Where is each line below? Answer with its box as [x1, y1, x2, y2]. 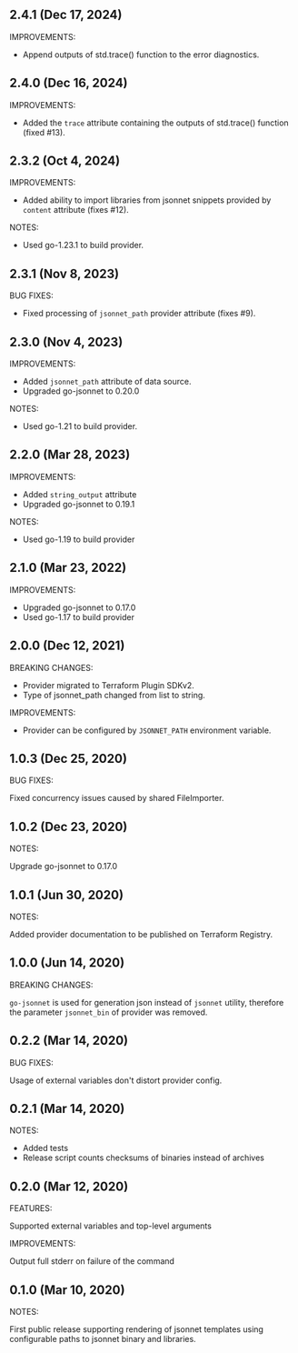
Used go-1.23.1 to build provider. [22, 240, 144, 251]
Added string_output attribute [22, 488, 137, 499]
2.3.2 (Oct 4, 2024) [9, 154, 121, 169]
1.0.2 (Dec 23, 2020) [9, 818, 128, 835]
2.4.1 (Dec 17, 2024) [9, 7, 123, 23]
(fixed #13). [22, 126, 65, 137]
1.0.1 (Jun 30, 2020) [9, 887, 124, 903]
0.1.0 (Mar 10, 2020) [9, 1282, 125, 1298]
